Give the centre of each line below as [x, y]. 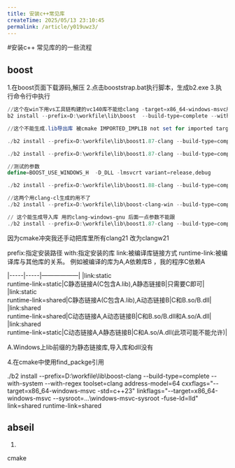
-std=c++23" [116, 390]
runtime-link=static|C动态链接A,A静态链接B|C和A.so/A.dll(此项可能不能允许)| [117, 332]
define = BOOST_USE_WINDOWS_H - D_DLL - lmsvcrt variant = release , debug [109, 173]
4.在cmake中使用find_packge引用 [56, 362]
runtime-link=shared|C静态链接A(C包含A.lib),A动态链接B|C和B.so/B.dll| [109, 300]
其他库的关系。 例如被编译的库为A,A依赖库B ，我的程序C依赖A [115, 261]
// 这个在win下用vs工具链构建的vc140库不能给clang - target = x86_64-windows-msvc [117, 110]
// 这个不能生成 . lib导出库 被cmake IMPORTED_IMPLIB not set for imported [110, 129]
